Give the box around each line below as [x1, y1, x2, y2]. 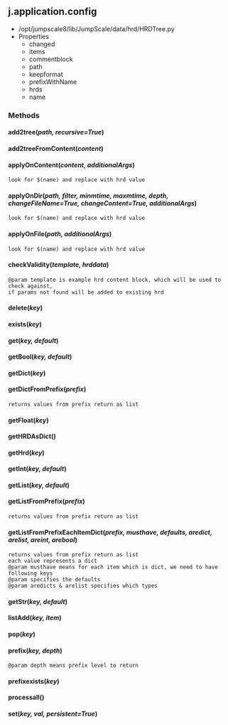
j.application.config [8, 6, 97, 18]
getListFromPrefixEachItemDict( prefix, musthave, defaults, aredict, [8, 528, 212, 536]
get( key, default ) [8, 336, 59, 344]
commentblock [28, 55, 73, 63]
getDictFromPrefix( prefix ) [8, 385, 87, 393]
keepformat [28, 70, 63, 78]
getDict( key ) [8, 369, 46, 377]
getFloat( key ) [8, 416, 49, 424]
